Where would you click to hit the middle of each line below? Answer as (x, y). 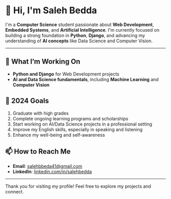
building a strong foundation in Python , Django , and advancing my (75, 35)
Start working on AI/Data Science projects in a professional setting (82, 124)
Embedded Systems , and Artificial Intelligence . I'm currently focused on (82, 30)
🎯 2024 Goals (27, 101)
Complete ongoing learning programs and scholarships (70, 118)
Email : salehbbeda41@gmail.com (47, 166)
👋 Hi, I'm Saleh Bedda (51, 10)
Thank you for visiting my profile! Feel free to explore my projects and (78, 186)
